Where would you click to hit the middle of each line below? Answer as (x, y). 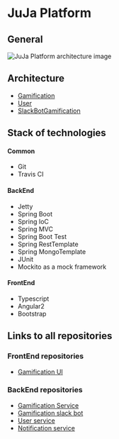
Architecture (36, 78)
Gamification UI (40, 372)
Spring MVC (35, 229)
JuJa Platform (50, 13)
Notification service (46, 428)
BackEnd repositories (45, 390)
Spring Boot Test (42, 236)
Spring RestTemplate (48, 244)
